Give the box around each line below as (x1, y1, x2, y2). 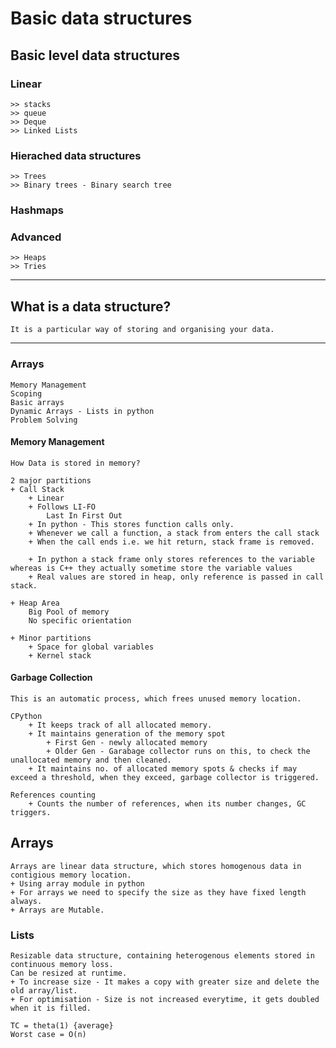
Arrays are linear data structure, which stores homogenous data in (10, 861, 302, 871)
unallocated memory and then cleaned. (10, 755, 172, 765)
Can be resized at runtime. (10, 968, 128, 979)
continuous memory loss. (10, 960, 114, 970)
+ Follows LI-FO (28, 502, 97, 512)
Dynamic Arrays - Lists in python (10, 406, 155, 416)
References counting (10, 790, 97, 800)
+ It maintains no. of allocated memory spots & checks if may (28, 763, 298, 774)
